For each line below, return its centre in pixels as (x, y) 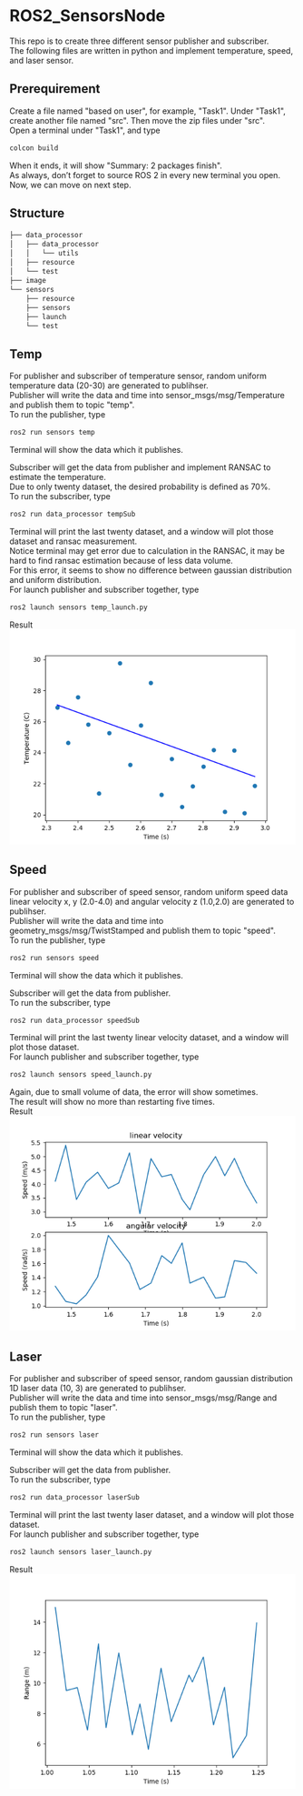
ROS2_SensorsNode (88, 16)
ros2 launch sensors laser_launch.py (81, 1551)
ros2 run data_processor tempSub (73, 515)
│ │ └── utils (44, 254)
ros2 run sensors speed (54, 958)
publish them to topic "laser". (64, 1408)
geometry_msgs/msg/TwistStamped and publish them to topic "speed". (143, 930)
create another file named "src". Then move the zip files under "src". (137, 120)
